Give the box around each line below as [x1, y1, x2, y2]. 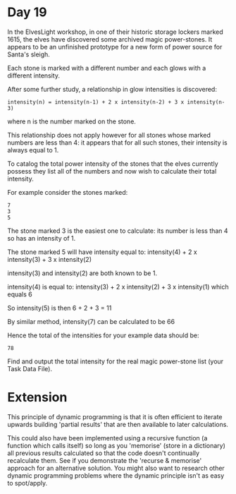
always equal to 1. [7, 145, 59, 154]
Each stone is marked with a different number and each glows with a [7, 64, 206, 72]
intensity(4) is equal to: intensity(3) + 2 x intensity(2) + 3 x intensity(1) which [7, 282, 229, 291]
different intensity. [7, 71, 60, 80]
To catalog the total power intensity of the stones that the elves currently [7, 159, 218, 168]
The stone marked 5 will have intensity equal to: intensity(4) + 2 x [7, 248, 197, 256]
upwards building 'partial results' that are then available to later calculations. [7, 420, 229, 428]
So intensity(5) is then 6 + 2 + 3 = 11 [7, 303, 112, 312]
